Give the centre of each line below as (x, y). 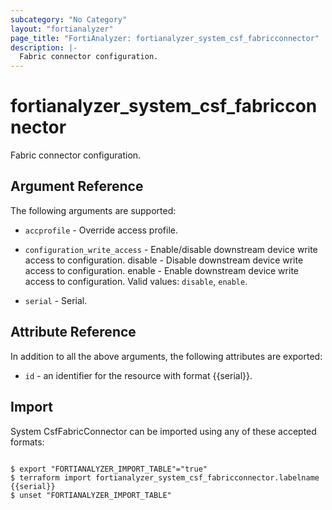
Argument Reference (77, 186)
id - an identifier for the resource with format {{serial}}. (138, 375)
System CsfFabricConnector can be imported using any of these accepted (163, 431)
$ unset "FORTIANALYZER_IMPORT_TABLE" (91, 495)
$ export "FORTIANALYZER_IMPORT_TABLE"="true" (109, 469)
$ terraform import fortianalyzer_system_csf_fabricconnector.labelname (165, 477)
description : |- (44, 47)
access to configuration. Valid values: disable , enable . (136, 281)
